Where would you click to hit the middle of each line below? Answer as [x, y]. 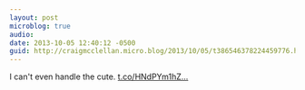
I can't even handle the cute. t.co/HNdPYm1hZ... [99, 76]
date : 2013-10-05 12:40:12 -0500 [73, 43]
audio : [22, 34]
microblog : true [40, 26]
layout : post [34, 18]
